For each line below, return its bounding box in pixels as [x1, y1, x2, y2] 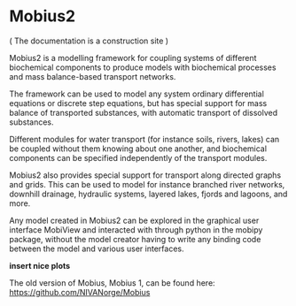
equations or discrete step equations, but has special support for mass [9, 97, 268, 108]
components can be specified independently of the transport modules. [9, 152, 268, 163]
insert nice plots [9, 260, 71, 271]
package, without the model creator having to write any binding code [9, 233, 261, 244]
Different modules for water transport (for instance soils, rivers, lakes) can [9, 134, 280, 144]
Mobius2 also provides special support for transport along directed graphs [9, 170, 282, 180]
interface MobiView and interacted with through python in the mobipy [9, 224, 263, 235]
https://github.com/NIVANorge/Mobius [9, 287, 151, 297]
